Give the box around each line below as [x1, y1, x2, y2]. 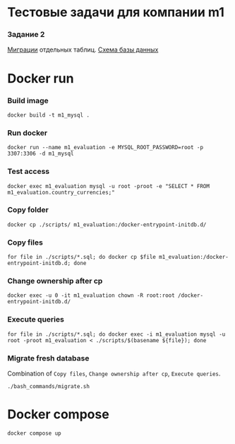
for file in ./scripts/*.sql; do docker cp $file [7, 254, 157, 261]
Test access [7, 167, 50, 177]
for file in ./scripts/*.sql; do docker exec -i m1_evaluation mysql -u [7, 330, 226, 338]
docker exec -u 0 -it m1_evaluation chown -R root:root [7, 292, 175, 299]
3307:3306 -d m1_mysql [7, 150, 74, 158]
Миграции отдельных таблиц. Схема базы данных [7, 45, 159, 54]
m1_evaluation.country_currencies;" [7, 189, 115, 196]
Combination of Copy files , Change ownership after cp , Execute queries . [7, 369, 221, 378]
